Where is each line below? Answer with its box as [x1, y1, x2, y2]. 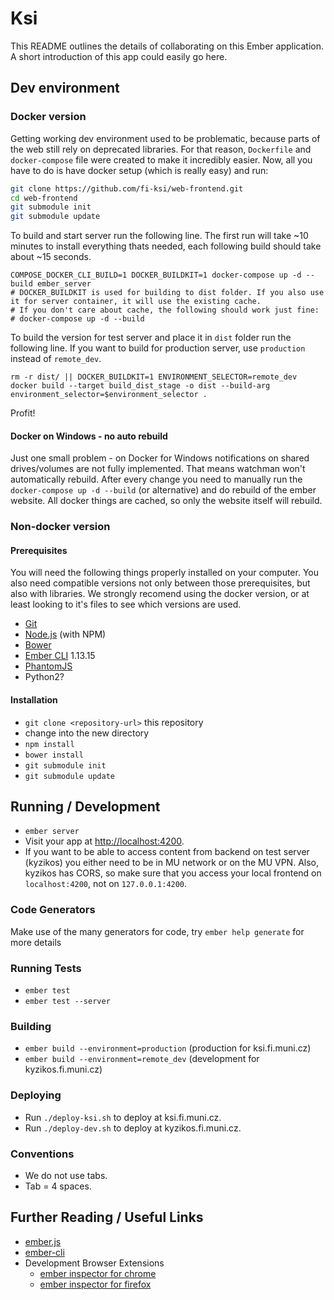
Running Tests [10, 961, 82, 975]
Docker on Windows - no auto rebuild [10, 430, 168, 442]
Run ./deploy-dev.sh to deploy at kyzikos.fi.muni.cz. [24, 1122, 242, 1134]
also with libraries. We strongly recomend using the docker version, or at [10, 588, 310, 600]
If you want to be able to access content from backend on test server [24, 846, 310, 858]
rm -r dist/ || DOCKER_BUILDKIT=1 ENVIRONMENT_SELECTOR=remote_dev [10, 372, 298, 382]
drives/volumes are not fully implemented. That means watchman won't [10, 463, 306, 475]
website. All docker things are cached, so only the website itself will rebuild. [10, 495, 323, 507]
